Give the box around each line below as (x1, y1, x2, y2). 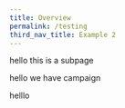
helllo (9, 90, 30, 101)
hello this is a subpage (9, 55, 94, 66)
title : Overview (9, 13, 71, 23)
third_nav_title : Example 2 (9, 30, 117, 39)
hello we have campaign (9, 73, 101, 83)
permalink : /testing (9, 22, 89, 31)
